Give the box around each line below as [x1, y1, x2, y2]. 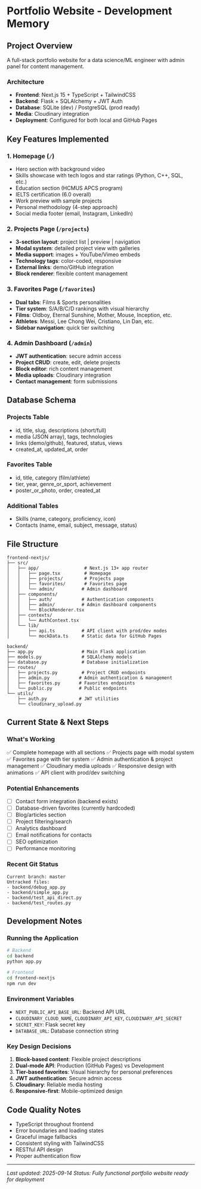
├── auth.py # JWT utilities [17, 696, 119, 702]
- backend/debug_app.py [7, 884, 66, 890]
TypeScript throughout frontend [15, 1121, 94, 1128]
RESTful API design [15, 1146, 63, 1153]
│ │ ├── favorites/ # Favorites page [7, 580, 128, 586]
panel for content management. [7, 63, 85, 70]
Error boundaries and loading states [15, 1127, 104, 1134]
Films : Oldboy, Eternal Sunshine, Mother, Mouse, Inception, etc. [15, 311, 172, 318]
